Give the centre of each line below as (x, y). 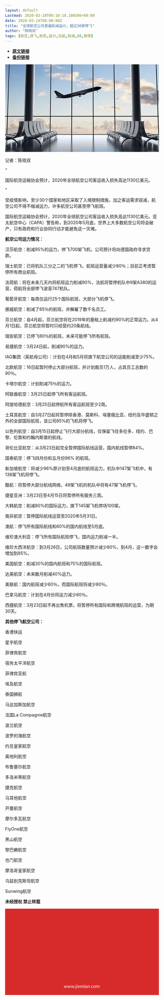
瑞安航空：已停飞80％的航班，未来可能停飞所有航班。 (59, 336)
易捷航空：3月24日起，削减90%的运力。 (46, 346)
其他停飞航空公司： (24, 621)
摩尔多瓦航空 (18, 818)
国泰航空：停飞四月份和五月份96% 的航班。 (49, 458)
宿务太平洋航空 (20, 663)
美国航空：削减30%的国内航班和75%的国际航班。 (55, 563)
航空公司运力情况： (24, 239)
